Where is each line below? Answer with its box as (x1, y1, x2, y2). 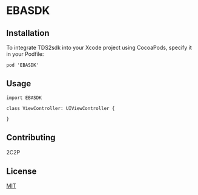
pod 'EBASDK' (6, 62, 39, 68)
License (6, 166, 37, 177)
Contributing (6, 132, 56, 143)
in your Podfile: (6, 50, 44, 58)
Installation (6, 28, 50, 38)
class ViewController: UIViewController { (6, 105, 115, 111)
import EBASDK (6, 95, 42, 101)
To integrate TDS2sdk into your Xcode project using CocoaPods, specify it (6, 44, 192, 51)
